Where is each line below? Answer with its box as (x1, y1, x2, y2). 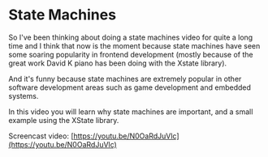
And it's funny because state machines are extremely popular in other (8, 74, 242, 83)
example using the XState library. (8, 115, 119, 125)
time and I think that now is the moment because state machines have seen (8, 40, 261, 50)
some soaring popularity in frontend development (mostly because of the (8, 49, 253, 59)
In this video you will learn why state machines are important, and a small (8, 107, 253, 117)
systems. (8, 91, 39, 100)
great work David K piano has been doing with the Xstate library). (8, 58, 227, 68)
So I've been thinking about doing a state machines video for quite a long (8, 32, 253, 42)
